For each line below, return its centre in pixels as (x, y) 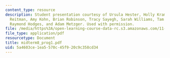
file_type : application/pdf (35, 33)
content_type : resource (30, 10)
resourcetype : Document (30, 38)
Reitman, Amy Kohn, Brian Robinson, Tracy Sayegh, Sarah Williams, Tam (87, 19)
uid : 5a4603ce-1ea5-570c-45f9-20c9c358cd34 (52, 47)
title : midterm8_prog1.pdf (34, 43)
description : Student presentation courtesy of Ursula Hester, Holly (80, 15)
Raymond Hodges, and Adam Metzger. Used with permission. (72, 24)
